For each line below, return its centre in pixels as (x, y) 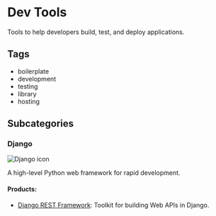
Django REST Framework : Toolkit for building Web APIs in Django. (113, 205)
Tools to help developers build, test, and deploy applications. (96, 32)
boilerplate (33, 71)
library (27, 93)
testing (28, 86)
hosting (29, 101)
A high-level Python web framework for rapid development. (94, 173)
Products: (22, 189)
